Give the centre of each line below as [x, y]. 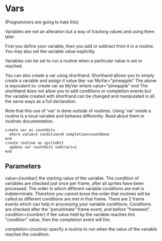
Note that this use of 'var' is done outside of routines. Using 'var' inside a [78, 111]
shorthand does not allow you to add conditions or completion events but [78, 91]
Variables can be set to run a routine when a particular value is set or [74, 60]
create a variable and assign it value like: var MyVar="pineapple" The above [81, 80]
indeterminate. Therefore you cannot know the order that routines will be [78, 194]
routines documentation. [30, 121]
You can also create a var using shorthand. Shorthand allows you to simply [80, 75]
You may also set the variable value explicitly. [50, 51]
